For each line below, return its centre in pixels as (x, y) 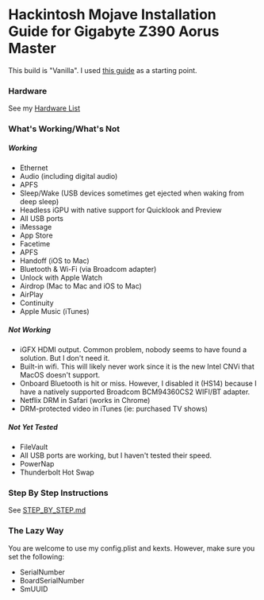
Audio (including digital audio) (69, 176)
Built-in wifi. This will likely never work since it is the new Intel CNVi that (137, 366)
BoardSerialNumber (52, 580)
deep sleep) (39, 202)
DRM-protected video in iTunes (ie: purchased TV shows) (114, 409)
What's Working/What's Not (64, 129)
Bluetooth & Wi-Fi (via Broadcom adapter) (88, 269)
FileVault (34, 447)
